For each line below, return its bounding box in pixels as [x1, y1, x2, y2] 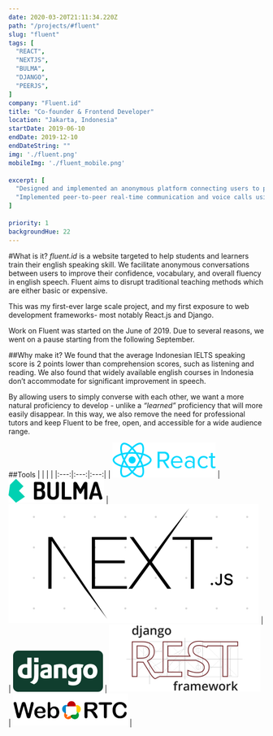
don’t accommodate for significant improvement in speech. [8, 376, 206, 385]
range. [8, 426, 31, 436]
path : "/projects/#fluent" [8, 21, 100, 30]
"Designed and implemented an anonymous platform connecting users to [15, 185, 260, 193]
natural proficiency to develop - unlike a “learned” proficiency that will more [8, 400, 263, 410]
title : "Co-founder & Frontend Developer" [8, 107, 154, 115]
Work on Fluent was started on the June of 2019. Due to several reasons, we [8, 325, 265, 335]
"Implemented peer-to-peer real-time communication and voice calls [15, 194, 253, 202]
